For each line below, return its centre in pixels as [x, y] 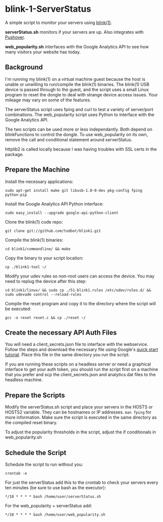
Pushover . [15, 37]
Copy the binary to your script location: [44, 258]
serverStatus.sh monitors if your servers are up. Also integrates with [74, 32]
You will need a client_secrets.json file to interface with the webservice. [77, 344]
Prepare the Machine [37, 170]
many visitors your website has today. [43, 52]
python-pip [16, 195]
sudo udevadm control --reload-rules [43, 295]
